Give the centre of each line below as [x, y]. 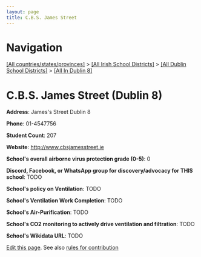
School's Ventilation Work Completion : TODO [64, 201]
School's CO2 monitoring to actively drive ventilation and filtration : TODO [100, 224]
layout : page [23, 12]
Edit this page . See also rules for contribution [63, 248]
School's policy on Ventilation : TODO [54, 189]
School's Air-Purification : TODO [48, 212]
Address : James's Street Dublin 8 [48, 112]
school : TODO [24, 177]
